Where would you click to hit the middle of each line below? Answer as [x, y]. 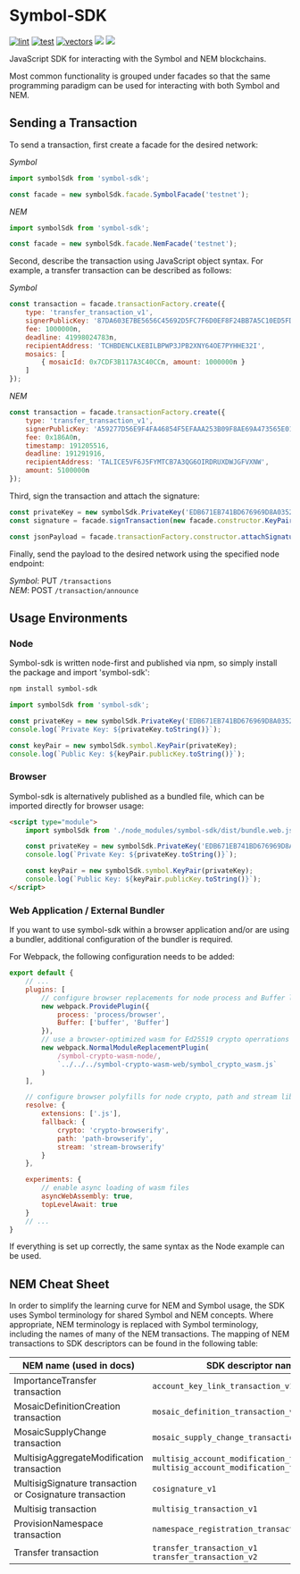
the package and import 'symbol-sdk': [79, 673]
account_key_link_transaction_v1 [223, 1386]
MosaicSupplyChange [60, 1432]
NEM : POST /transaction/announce [74, 590]
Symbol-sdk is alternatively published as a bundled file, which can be [137, 796]
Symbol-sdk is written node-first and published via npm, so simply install [143, 663]
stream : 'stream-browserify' [111, 1147]
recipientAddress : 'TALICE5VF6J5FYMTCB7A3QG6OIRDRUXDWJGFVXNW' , [147, 462]
